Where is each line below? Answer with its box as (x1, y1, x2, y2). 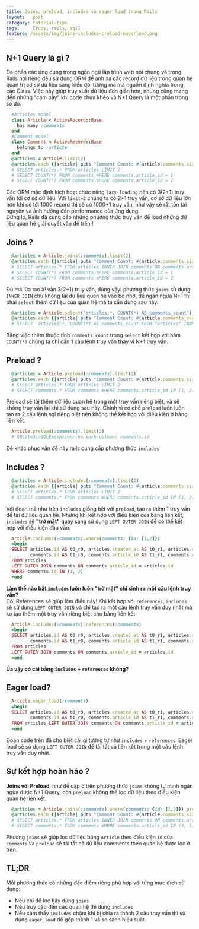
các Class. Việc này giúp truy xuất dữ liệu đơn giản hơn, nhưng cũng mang (6, 87, 188, 94)
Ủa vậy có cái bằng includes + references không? (6, 665, 129, 673)
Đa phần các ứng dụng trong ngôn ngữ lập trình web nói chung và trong (6, 68, 182, 75)
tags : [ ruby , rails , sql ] (6, 25, 81, 31)
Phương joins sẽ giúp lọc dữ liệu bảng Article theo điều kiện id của (6, 833, 174, 841)
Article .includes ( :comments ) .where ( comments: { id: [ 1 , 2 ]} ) (11, 535, 161, 541)
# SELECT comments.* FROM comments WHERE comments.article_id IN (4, (11, 823, 187, 829)
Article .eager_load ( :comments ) (11, 698, 89, 704)
